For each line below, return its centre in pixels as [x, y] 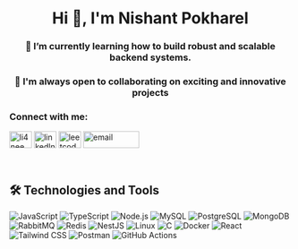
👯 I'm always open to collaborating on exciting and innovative [150, 82]
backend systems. [150, 57]
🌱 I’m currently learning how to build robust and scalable [150, 47]
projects [150, 93]
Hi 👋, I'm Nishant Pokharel [150, 18]
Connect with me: [49, 116]
